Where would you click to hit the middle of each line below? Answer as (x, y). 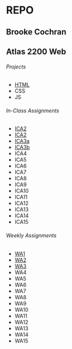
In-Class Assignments (33, 110)
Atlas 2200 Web (36, 51)
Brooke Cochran (36, 32)
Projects (16, 66)
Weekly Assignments (31, 235)
